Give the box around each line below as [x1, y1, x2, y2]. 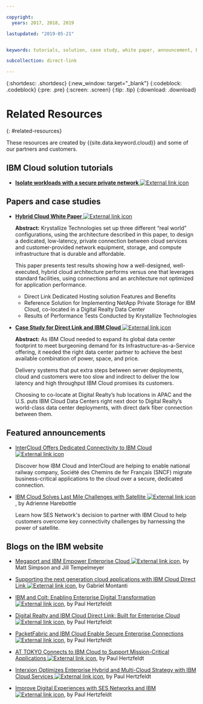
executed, [14, 268, 40, 275]
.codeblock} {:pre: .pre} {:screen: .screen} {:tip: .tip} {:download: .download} [6, 86, 196, 94]
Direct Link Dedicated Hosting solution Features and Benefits [24, 293, 176, 300]
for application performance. [14, 281, 86, 288]
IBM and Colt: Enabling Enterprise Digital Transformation [14, 594, 156, 601]
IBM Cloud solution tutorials [6, 163, 114, 173]
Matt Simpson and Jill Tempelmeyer [14, 564, 105, 572]
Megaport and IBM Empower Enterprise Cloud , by [14, 558, 189, 565]
